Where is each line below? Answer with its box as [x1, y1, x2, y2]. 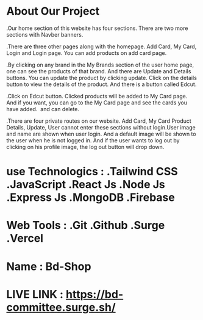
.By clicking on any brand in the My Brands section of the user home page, [6, 61, 194, 68]
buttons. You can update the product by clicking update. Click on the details [6, 74, 197, 81]
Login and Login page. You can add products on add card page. [6, 49, 167, 56]
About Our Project [6, 4, 100, 18]
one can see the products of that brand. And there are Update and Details [6, 67, 191, 75]
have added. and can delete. [6, 105, 80, 112]
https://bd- [66, 287, 124, 301]
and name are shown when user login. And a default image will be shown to [6, 130, 196, 137]
